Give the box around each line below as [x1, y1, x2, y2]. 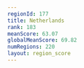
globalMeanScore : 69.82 [7, 37, 78, 44]
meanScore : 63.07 [7, 30, 59, 38]
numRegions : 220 [7, 43, 55, 50]
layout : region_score [7, 50, 71, 57]
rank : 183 [7, 23, 37, 30]
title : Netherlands [7, 17, 65, 24]
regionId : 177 [7, 10, 49, 18]
